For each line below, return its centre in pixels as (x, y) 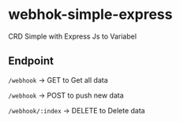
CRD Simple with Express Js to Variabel (72, 36)
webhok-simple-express (90, 15)
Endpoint (31, 61)
